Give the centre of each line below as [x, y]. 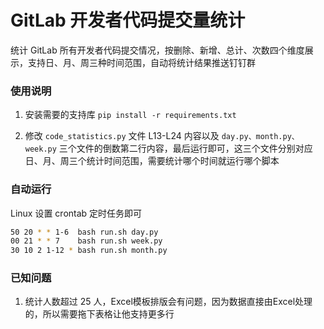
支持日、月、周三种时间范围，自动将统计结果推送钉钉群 [141, 62]
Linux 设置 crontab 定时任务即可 [76, 213]
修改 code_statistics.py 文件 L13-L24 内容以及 [122, 136]
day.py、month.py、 [260, 137]
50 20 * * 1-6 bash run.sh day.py [84, 232]
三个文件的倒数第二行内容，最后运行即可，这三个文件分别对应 [185, 148]
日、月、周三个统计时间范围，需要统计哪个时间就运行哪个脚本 [152, 161]
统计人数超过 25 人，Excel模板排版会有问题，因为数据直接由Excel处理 [168, 302]
